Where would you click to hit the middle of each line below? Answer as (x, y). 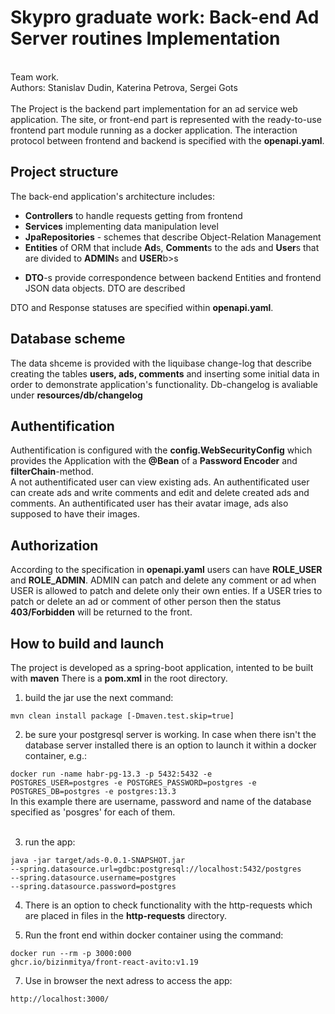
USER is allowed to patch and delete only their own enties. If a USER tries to (166, 591)
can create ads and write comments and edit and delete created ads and (160, 493)
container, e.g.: (56, 755)
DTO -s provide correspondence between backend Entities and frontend (173, 277)
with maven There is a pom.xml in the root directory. (119, 678)
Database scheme (68, 339)
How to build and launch (87, 643)
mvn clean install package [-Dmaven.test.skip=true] (122, 716)
